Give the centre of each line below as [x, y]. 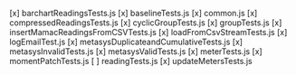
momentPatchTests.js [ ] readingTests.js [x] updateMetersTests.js [131, 61]
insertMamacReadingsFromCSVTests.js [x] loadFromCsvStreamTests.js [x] [148, 32]
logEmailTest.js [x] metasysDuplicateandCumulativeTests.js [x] [126, 42]
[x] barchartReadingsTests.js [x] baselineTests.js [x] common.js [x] [134, 13]
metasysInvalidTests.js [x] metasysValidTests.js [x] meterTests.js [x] [136, 52]
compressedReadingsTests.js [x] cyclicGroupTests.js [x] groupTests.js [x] [146, 23]
